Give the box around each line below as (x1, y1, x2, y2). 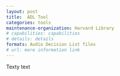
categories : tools (6, 19, 51, 25)
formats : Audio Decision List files (6, 42, 96, 48)
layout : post (6, 8, 38, 15)
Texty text (6, 63, 31, 70)
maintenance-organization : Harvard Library (6, 25, 115, 31)
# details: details (6, 36, 54, 42)
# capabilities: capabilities (6, 31, 81, 37)
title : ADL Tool (6, 14, 49, 20)
